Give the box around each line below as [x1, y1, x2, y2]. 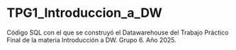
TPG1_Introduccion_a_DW [6, 5, 162, 21]
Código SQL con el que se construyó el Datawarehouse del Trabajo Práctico [6, 28, 229, 37]
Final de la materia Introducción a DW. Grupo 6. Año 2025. [6, 35, 176, 44]
